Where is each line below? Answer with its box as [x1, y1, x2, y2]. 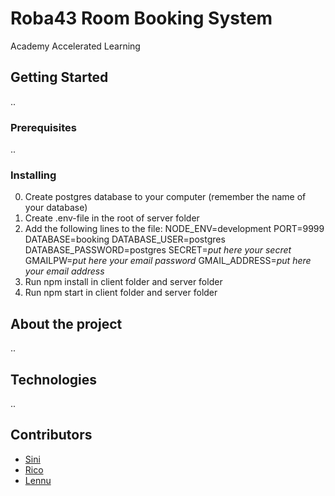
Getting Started [10, 69, 109, 86]
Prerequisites [10, 120, 77, 134]
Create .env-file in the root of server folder [24, 212, 200, 224]
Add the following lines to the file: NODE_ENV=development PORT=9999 [24, 223, 325, 235]
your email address [24, 265, 105, 277]
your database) [24, 202, 88, 214]
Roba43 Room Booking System [10, 7, 273, 30]
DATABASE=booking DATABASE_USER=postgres [24, 233, 226, 246]
